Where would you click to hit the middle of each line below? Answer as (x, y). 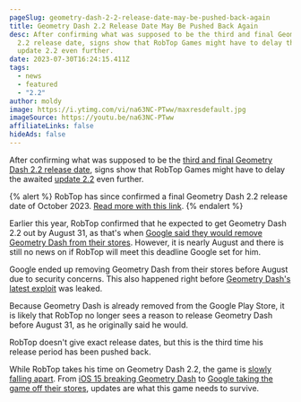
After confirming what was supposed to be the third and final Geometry (141, 160)
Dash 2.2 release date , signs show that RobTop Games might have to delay (147, 169)
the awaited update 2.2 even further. (77, 179)
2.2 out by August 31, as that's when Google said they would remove (136, 232)
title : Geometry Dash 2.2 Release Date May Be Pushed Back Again (133, 26)
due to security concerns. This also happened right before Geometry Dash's (150, 278)
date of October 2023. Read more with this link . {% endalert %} (126, 205)
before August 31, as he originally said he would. (99, 325)
